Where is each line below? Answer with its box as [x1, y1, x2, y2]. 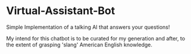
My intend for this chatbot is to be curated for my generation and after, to [6, 35, 186, 42]
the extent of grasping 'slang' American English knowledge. [6, 41, 153, 48]
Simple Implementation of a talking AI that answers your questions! [6, 23, 170, 31]
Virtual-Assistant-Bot [6, 4, 115, 18]
